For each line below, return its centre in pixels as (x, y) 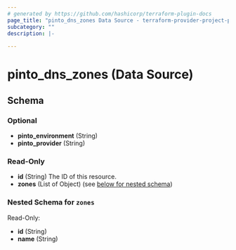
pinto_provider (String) (51, 143)
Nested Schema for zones (51, 202)
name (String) (38, 239)
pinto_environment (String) (58, 136)
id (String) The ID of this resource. (67, 177)
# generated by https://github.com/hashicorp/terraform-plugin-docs (110, 14)
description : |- (31, 33)
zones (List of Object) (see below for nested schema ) (95, 184)
